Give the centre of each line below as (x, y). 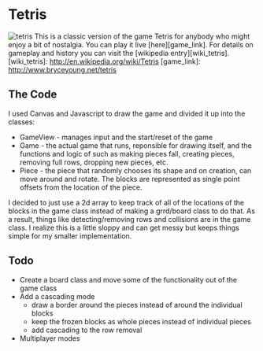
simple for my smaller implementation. (70, 236)
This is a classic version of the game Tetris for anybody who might (142, 36)
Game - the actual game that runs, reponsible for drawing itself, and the (135, 145)
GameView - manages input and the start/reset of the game (116, 137)
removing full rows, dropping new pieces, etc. (94, 162)
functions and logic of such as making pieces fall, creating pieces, (127, 153)
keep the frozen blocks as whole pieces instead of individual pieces (141, 321)
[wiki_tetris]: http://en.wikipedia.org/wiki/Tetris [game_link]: (104, 61)
